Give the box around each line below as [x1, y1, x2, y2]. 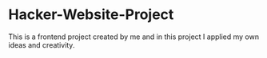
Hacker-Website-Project [8, 6, 174, 24]
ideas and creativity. [8, 40, 75, 49]
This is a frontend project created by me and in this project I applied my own [8, 32, 260, 41]
